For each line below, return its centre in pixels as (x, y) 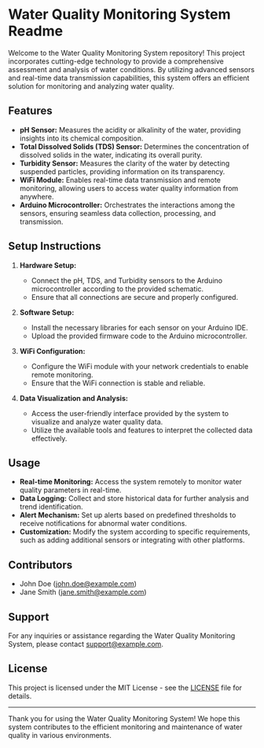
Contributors (40, 565)
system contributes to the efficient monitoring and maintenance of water (125, 727)
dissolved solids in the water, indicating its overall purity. (111, 155)
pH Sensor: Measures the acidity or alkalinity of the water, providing (130, 130)
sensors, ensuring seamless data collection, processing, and (117, 213)
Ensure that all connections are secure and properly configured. (134, 297)
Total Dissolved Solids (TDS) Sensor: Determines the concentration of (134, 146)
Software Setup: (47, 312)
